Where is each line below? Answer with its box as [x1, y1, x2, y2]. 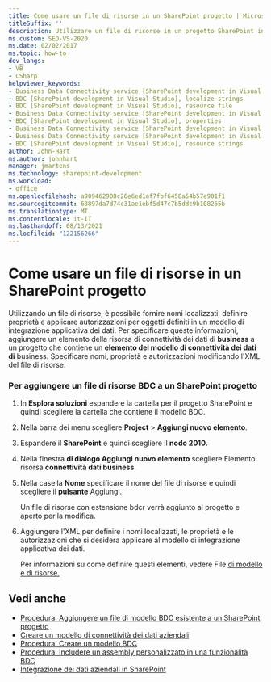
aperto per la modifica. [19, 511, 97, 521]
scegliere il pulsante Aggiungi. [19, 486, 123, 497]
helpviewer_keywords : [8, 79, 81, 87]
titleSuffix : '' [8, 19, 63, 27]
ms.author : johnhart [8, 154, 78, 162]
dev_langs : [8, 57, 45, 65]
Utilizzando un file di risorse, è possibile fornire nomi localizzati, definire [8, 308, 248, 318]
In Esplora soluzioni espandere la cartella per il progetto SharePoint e [19, 398, 252, 408]
